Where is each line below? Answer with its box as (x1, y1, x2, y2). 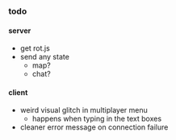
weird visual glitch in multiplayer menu (19, 105, 148, 115)
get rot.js (19, 43, 50, 53)
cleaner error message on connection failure (19, 122, 169, 132)
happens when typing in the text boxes (31, 114, 162, 124)
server (8, 26, 31, 35)
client (8, 87, 28, 97)
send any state (19, 52, 70, 62)
